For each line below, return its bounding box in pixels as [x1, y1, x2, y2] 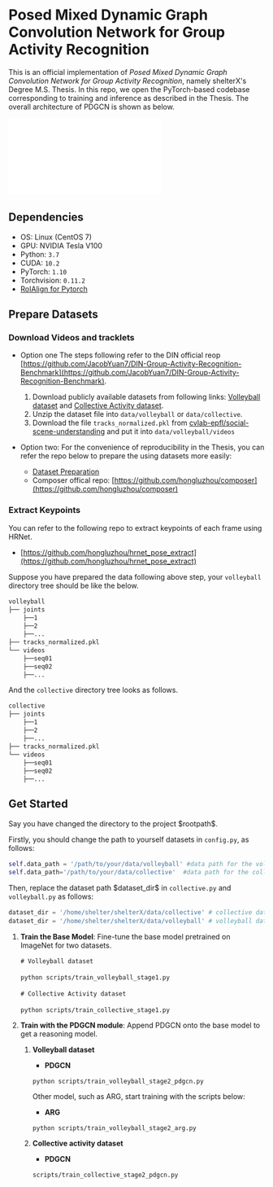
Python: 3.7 [19, 249, 59, 259]
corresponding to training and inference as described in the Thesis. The [8, 93, 249, 103]
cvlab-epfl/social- [189, 418, 249, 428]
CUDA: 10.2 [19, 258, 60, 268]
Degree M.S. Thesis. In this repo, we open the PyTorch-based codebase [8, 84, 250, 94]
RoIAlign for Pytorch [19, 283, 88, 294]
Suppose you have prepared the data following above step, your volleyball [8, 572, 262, 581]
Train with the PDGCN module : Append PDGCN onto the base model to [19, 1020, 261, 1031]
